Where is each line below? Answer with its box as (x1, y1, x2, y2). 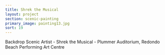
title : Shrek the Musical (5, 7, 58, 12)
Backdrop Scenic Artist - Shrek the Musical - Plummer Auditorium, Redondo (5, 39, 160, 45)
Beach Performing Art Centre (5, 44, 65, 50)
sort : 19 (5, 26, 23, 30)
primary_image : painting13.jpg (5, 21, 70, 26)
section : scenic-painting (5, 16, 58, 21)
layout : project (5, 12, 39, 17)
